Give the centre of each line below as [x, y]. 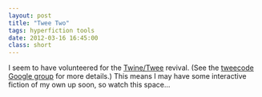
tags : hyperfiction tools [51, 30]
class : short [30, 45]
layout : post [30, 16]
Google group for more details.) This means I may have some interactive [127, 76]
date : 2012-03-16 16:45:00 [53, 38]
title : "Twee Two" [39, 23]
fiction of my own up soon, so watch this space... [89, 85]
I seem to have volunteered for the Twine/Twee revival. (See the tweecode [131, 68]
